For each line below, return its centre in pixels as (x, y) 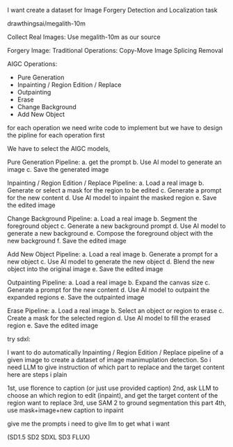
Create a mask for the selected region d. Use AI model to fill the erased (109, 318)
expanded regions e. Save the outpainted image (76, 297)
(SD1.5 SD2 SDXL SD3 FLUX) (49, 437)
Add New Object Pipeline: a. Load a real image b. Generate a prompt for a (113, 254)
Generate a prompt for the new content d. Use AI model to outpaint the (109, 290)
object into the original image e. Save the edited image (85, 269)
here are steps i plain (37, 374)
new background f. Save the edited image (67, 241)
